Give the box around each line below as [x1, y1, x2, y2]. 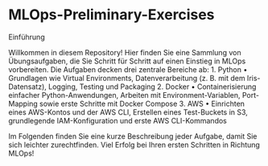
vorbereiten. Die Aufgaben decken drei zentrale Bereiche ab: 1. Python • [8, 64, 248, 74]
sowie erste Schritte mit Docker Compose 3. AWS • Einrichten [39, 99, 245, 108]
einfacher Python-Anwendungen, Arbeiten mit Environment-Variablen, [8, 90, 241, 99]
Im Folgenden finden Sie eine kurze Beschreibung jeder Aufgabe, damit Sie [8, 131, 258, 141]
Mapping [8, 99, 38, 108]
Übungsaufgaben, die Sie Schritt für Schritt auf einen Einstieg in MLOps [8, 56, 246, 66]
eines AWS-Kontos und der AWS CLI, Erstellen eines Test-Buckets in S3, [8, 107, 248, 117]
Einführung [8, 32, 46, 42]
